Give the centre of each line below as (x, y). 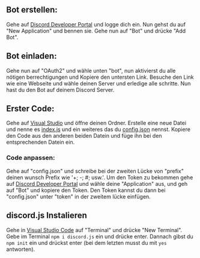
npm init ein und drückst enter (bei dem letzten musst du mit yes (86, 242)
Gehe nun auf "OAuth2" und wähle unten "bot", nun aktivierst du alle (91, 70)
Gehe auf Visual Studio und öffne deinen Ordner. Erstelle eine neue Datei (96, 123)
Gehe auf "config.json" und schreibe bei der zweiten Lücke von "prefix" (95, 171)
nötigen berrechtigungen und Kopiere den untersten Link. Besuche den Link (100, 77)
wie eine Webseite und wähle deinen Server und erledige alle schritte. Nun (98, 83)
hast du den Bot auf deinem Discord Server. (60, 90)
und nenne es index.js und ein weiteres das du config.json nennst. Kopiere (98, 129)
